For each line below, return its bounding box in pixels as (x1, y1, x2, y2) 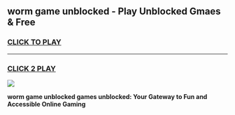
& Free (7, 17, 36, 29)
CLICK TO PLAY (7, 38, 62, 47)
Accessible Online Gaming (7, 100, 86, 108)
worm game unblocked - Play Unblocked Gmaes (7, 6, 222, 17)
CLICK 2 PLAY (7, 63, 56, 73)
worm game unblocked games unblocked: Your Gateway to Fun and (7, 92, 208, 100)
